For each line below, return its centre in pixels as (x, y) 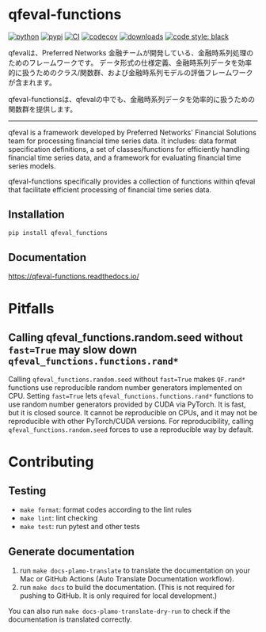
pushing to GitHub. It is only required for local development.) (118, 596)
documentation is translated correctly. (70, 619)
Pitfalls (31, 308)
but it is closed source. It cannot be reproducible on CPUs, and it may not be (133, 413)
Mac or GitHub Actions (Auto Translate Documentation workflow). (127, 579)
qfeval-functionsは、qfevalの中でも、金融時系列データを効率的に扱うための (132, 99)
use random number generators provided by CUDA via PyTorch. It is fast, (127, 404)
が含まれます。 (32, 82)
